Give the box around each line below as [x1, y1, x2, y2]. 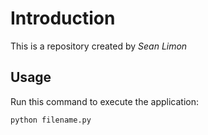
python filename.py [10, 115, 92, 125]
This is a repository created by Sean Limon [10, 40, 188, 52]
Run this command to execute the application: [10, 95, 199, 107]
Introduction [10, 7, 116, 30]
